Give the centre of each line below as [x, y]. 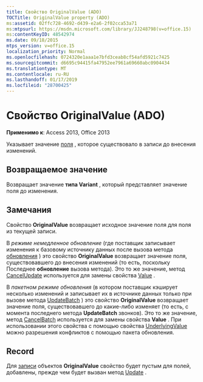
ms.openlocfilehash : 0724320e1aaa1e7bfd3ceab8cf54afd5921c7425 [88, 57]
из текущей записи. [32, 231]
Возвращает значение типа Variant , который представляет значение [97, 184]
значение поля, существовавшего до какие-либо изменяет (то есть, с [97, 306]
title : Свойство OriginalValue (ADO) [54, 12]
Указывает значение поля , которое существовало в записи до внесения [101, 144]
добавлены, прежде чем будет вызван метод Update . [77, 372]
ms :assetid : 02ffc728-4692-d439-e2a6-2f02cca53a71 [72, 23]
